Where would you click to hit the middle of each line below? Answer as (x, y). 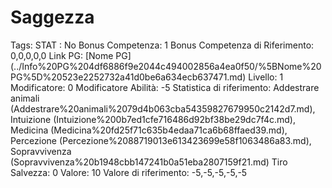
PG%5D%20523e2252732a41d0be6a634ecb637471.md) (128, 77)
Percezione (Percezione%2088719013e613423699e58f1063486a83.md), (161, 140)
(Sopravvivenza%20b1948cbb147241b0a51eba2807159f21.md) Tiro (149, 162)
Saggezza (52, 17)
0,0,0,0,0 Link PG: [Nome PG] (71, 55)
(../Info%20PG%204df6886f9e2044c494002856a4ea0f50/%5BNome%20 (166, 66)
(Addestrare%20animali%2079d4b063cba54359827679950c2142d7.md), (163, 108)
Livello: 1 (266, 77)
